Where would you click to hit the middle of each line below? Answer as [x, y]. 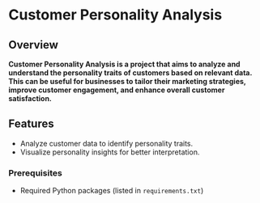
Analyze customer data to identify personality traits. [107, 143]
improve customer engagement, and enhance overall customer [117, 90]
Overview [34, 45]
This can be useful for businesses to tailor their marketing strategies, [127, 81]
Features [31, 124]
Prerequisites [35, 173]
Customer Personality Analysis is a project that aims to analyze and [124, 64]
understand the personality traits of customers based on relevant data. [130, 73]
